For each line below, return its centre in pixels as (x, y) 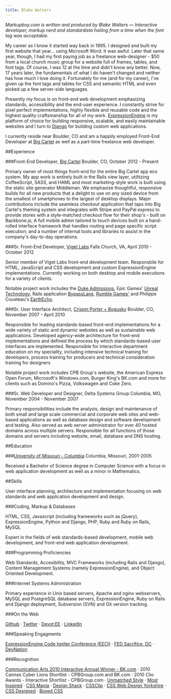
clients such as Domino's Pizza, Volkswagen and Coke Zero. (69, 383)
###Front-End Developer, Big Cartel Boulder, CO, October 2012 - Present (82, 161)
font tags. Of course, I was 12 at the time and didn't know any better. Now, (83, 67)
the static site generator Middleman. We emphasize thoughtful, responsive (84, 188)
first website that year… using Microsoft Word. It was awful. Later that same (85, 51)
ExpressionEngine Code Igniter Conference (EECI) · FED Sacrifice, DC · (80, 644)
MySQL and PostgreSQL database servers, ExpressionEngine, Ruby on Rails (85, 599)
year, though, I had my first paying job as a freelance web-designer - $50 (82, 56)
